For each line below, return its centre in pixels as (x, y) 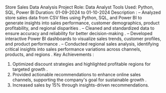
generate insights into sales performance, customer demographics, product (83, 23)
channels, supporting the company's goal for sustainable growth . (80, 80)
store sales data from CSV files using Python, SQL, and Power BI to (74, 18)
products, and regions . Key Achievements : (50, 54)
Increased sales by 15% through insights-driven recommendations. (81, 85)
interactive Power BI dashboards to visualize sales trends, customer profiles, (83, 39)
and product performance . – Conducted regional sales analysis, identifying (82, 44)
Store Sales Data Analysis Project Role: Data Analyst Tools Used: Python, (80, 7)
